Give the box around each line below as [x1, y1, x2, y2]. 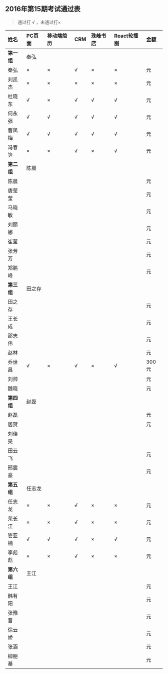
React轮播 [114, 32, 138, 39]
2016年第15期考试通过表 [5, 5, 81, 14]
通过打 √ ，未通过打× [17, 19, 61, 25]
